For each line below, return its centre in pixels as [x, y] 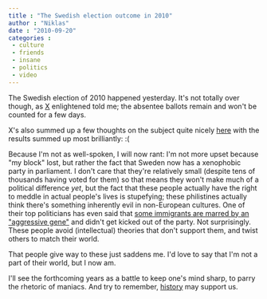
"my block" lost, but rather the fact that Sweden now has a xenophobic [125, 162]
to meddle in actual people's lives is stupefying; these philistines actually [128, 196]
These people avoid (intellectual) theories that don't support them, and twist [133, 230]
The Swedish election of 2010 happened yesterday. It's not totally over [124, 97]
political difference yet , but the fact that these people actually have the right [133, 187]
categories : [30, 38]
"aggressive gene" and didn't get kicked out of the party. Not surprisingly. [130, 222]
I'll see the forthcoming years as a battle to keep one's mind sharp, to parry [132, 278]
